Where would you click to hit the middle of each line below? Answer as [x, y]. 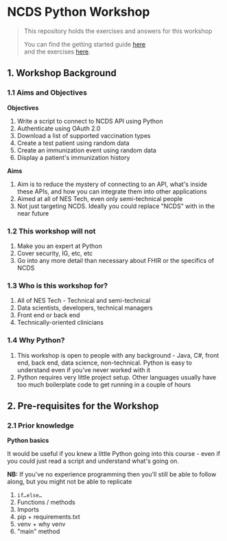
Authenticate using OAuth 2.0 [59, 128]
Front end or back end [48, 315]
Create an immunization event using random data [86, 150]
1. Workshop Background [62, 73]
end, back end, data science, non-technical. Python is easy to [104, 362]
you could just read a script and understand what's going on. [93, 461]
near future [33, 213]
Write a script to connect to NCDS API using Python [90, 121]
